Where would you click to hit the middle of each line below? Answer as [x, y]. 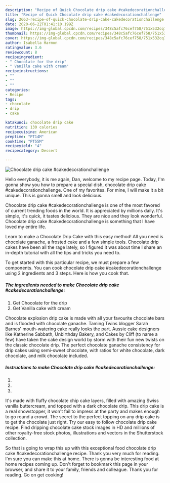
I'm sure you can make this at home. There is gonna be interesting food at [82, 459]
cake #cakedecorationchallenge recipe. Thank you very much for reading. [82, 453]
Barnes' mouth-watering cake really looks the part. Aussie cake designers [82, 329]
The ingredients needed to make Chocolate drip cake [62, 285]
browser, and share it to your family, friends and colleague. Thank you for [82, 469]
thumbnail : [17, 33]
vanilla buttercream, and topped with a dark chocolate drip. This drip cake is [85, 406]
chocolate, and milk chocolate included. [47, 356]
